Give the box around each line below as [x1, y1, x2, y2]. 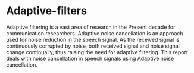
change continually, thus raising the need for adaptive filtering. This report [6, 48, 189, 55]
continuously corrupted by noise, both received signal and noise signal [6, 42, 180, 49]
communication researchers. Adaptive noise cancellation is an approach [6, 29, 183, 36]
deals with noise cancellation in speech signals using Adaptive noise [6, 55, 174, 62]
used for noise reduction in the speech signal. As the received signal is [6, 36, 180, 43]
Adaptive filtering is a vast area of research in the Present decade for [6, 24, 176, 31]
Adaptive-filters [6, 4, 87, 18]
